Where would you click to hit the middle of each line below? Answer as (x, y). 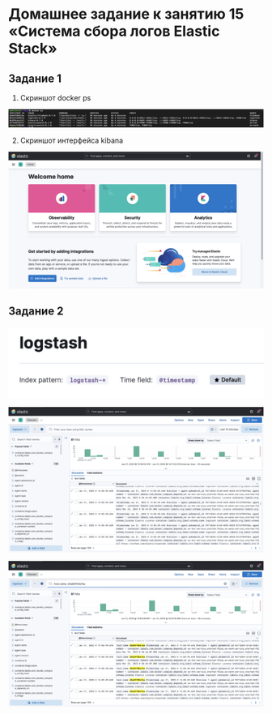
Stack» (33, 49)
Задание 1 (35, 78)
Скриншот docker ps (55, 98)
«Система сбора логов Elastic (114, 31)
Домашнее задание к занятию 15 (126, 14)
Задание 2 (36, 312)
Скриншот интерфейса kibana (72, 141)
